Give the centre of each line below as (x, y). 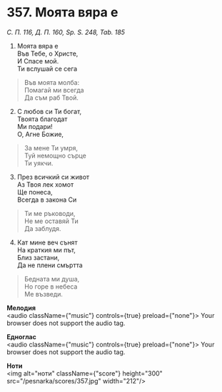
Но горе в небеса (51, 287)
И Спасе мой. (38, 61)
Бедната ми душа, (52, 279)
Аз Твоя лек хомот (45, 184)
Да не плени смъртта (50, 265)
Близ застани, (38, 257)
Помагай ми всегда (54, 90)
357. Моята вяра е (62, 12)
